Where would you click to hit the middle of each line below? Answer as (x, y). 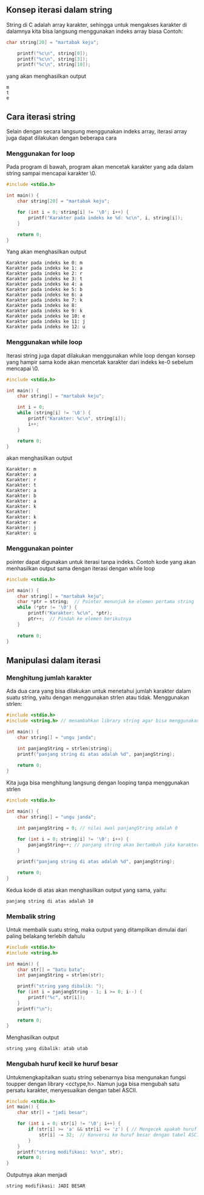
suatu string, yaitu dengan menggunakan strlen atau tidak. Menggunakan (98, 697)
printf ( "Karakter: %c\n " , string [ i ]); (77, 419)
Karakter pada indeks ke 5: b (45, 290)
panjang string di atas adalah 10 (50, 901)
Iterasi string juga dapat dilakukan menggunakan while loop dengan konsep (101, 355)
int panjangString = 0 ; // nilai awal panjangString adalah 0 (97, 828)
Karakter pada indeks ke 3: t (45, 279)
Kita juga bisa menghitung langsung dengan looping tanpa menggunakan (98, 783)
